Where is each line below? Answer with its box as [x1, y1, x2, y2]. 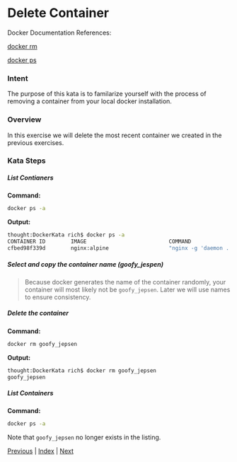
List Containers [7, 389, 54, 398]
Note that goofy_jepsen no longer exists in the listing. [7, 433, 161, 441]
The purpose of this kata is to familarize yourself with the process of [7, 90, 207, 98]
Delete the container [7, 309, 69, 318]
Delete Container [7, 5, 110, 21]
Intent [7, 73, 28, 83]
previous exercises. [7, 138, 64, 146]
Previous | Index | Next [7, 447, 74, 456]
